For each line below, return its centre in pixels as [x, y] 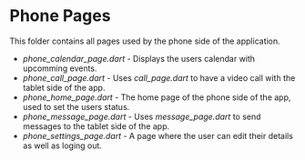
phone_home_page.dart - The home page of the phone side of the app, [157, 97]
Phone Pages [60, 16]
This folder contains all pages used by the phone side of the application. [145, 41]
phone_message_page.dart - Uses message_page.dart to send [142, 116]
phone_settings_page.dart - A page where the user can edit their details [158, 135]
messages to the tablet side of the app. [96, 126]
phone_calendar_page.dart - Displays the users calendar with [139, 58]
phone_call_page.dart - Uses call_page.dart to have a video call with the [159, 77]
